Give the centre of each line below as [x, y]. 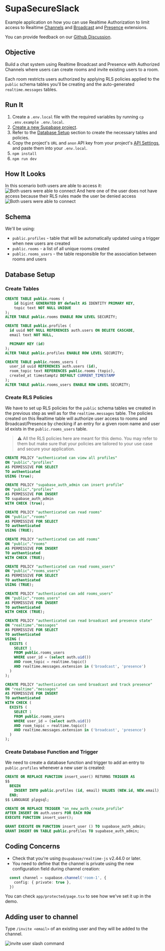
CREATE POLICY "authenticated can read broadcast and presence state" [79, 621]
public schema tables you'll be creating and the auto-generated [70, 84]
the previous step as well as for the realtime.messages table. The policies [79, 413]
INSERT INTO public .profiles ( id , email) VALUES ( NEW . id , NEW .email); [88, 790]
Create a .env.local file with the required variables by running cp [78, 116]
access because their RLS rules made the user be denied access [71, 196]
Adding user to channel [41, 917]
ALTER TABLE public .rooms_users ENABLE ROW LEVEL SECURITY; [68, 385]
